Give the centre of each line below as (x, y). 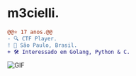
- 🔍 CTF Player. (32, 38)
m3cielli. (33, 13)
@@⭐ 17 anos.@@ (30, 32)
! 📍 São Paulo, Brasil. (42, 45)
